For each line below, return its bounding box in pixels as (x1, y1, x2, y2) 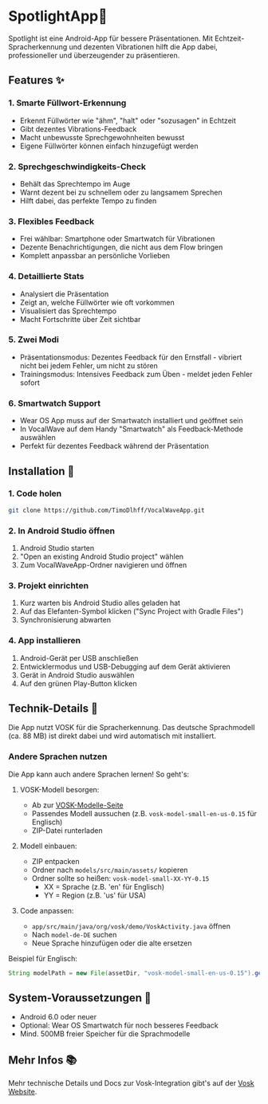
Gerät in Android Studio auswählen (19, 670, 135, 680)
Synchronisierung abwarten (19, 615, 112, 625)
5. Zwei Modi (8, 334, 60, 345)
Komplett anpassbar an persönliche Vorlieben (19, 251, 170, 261)
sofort (19, 378, 40, 387)
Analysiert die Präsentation (19, 289, 109, 298)
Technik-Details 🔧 (8, 701, 98, 715)
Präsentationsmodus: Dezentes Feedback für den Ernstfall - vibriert (19, 352, 242, 362)
